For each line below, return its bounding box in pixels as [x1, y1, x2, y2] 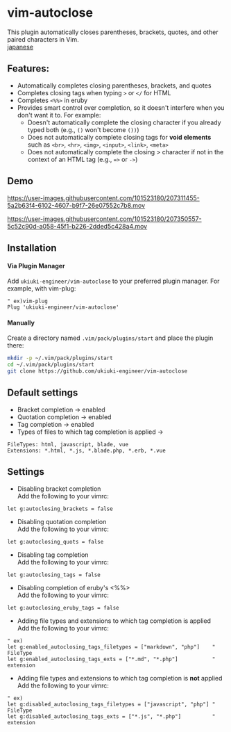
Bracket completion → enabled [17, 405, 105, 414]
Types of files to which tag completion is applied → [17, 428, 164, 436]
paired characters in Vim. [7, 35, 80, 43]
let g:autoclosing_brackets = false [7, 505, 113, 512]
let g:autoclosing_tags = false [7, 571, 101, 578]
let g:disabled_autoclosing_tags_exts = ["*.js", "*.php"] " [7, 713, 216, 720]
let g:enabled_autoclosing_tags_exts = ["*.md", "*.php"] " [7, 656, 216, 662]
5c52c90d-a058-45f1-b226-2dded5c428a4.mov [7, 222, 148, 230]
